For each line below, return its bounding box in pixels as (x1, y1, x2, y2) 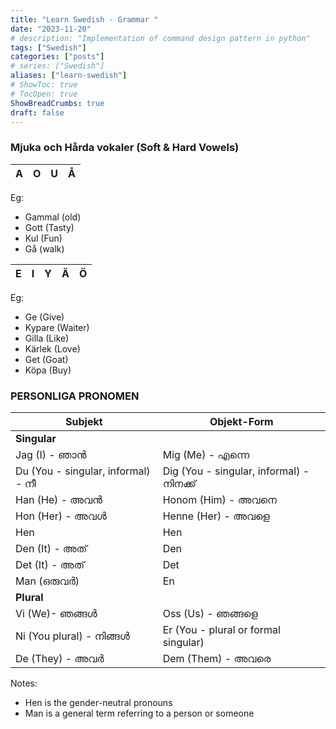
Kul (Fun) (24, 232, 63, 244)
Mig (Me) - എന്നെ (162, 447, 250, 461)
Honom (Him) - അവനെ (162, 492, 277, 506)
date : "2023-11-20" (10, 24, 92, 34)
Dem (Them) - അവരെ (162, 651, 272, 665)
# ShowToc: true (10, 80, 78, 90)
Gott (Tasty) (24, 221, 75, 233)
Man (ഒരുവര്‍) (15, 574, 80, 588)
